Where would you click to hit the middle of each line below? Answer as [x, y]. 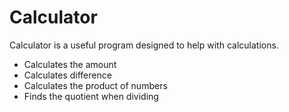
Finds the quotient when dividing [91, 96]
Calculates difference [67, 75]
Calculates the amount [70, 64]
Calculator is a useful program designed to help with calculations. [144, 45]
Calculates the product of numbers [95, 85]
